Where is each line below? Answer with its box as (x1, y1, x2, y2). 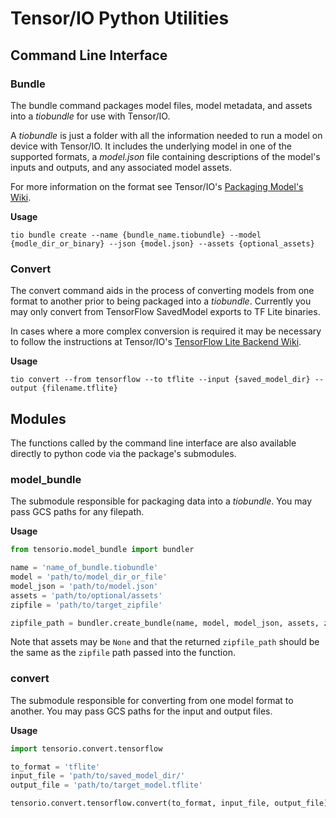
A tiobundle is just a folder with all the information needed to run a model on (10, 129, 323, 141)
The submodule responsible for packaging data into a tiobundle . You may (10, 495, 313, 507)
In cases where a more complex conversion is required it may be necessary (10, 325, 322, 337)
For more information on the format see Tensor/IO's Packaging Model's (10, 180, 304, 192)
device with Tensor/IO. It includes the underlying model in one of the (10, 140, 293, 152)
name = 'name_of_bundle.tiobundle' (10, 563, 159, 573)
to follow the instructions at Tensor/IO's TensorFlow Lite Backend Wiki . (10, 336, 302, 348)
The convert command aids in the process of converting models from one (10, 285, 315, 297)
